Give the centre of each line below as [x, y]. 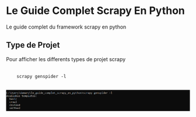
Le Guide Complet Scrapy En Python [95, 11]
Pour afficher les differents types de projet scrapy [66, 59]
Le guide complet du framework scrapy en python [66, 27]
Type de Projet [33, 45]
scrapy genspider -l [41, 76]
